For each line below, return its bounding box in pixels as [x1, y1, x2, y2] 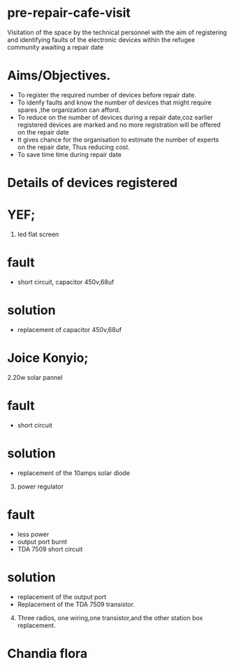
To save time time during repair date [17, 150, 122, 158]
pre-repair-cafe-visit [7, 5, 131, 21]
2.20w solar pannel [7, 373, 63, 381]
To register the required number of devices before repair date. [17, 90, 197, 99]
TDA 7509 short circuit [17, 544, 83, 553]
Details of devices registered [7, 175, 178, 191]
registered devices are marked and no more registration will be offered [17, 121, 221, 129]
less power [17, 530, 50, 538]
